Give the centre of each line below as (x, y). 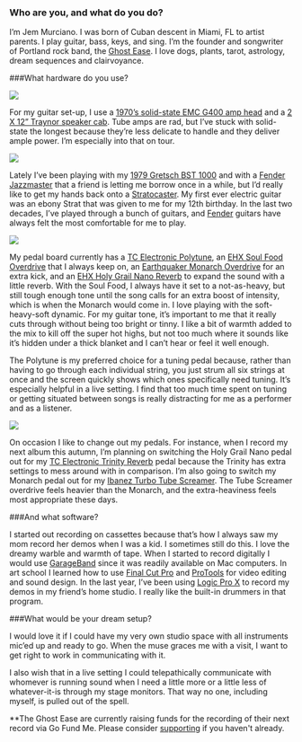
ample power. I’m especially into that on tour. (92, 141)
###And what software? (54, 517)
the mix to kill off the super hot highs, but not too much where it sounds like (149, 333)
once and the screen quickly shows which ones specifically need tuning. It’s (150, 380)
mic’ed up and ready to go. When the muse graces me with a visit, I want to (149, 646)
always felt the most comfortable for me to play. (98, 223)
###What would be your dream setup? (81, 619)
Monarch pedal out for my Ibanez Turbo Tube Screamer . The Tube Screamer (151, 481)
